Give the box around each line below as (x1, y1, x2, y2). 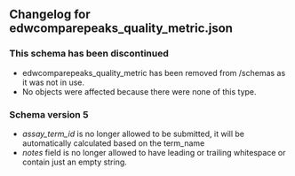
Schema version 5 (9, 108, 89, 120)
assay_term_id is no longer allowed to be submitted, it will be (21, 128, 245, 139)
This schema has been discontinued (9, 48, 169, 60)
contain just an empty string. (21, 157, 127, 167)
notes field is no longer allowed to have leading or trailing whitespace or (21, 147, 286, 157)
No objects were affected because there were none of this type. (21, 86, 257, 96)
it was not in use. (21, 77, 84, 88)
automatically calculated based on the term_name (21, 137, 205, 149)
